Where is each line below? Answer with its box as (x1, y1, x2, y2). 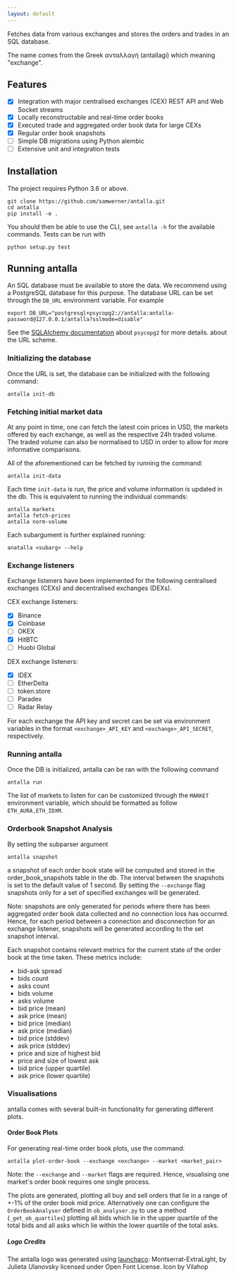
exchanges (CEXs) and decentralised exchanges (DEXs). (7, 584, 173, 592)
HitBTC (17, 635, 39, 644)
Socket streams (17, 105, 63, 113)
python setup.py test (7, 244, 71, 251)
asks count (17, 982, 50, 990)
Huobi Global (17, 643, 56, 651)
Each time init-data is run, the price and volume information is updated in (7, 485, 223, 494)
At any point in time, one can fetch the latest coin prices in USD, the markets (7, 423, 229, 432)
